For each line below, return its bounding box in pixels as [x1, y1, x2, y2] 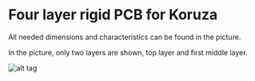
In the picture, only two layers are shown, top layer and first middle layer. [8, 47, 248, 57]
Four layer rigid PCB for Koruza [8, 6, 218, 24]
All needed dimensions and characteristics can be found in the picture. [8, 32, 241, 42]
